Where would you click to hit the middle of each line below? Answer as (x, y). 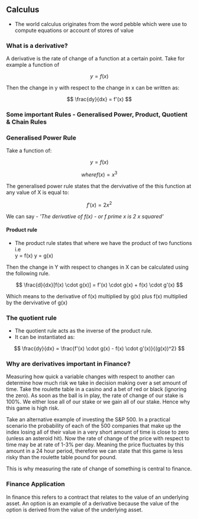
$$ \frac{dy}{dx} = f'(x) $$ (99, 99)
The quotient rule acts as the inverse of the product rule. (83, 331)
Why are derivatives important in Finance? (69, 364)
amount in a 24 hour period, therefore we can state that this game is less (95, 451)
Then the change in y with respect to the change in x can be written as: (93, 88)
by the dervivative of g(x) (37, 302)
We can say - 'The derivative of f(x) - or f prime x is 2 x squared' (85, 216)
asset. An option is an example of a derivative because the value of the (92, 503)
